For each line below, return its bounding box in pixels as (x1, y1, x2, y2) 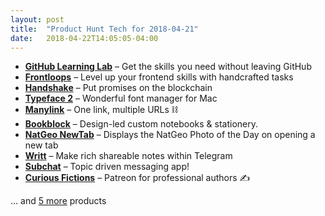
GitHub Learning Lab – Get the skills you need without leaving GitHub (24, 61, 312, 73)
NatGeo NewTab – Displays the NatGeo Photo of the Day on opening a (24, 129, 316, 141)
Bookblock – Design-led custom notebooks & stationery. (24, 118, 258, 130)
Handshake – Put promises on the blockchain (24, 82, 213, 94)
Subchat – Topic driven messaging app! (24, 161, 190, 173)
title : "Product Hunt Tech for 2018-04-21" (10, 24, 199, 34)
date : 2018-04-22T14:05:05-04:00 (10, 33, 159, 43)
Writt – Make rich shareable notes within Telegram (24, 150, 233, 162)
